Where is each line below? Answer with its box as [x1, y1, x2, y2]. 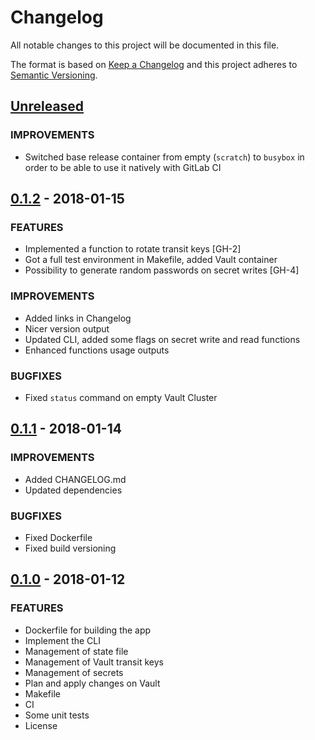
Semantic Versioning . [10, 69, 98, 81]
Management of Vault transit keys [24, 656, 164, 668]
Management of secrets [24, 666, 124, 678]
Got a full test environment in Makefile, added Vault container [24, 254, 278, 266]
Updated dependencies [24, 484, 123, 496]
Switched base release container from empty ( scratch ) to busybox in [24, 151, 305, 163]
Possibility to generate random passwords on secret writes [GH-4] [24, 264, 300, 276]
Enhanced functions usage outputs [24, 344, 170, 356]
